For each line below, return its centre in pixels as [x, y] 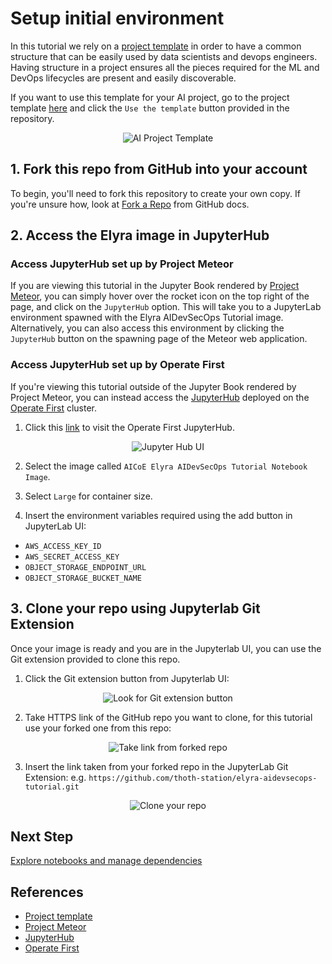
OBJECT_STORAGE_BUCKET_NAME [83, 578]
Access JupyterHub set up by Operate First [117, 365]
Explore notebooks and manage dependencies [106, 861]
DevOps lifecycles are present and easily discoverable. [123, 78]
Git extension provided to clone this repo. [95, 659]
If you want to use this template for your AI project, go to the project [150, 97]
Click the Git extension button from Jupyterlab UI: [127, 678]
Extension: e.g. [55, 777]
